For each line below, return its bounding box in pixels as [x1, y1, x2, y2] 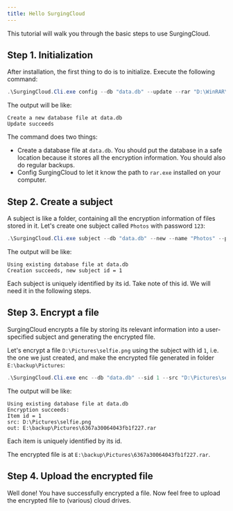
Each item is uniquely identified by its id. [7, 437, 123, 445]
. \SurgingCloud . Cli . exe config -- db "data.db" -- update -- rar [7, 88, 191, 96]
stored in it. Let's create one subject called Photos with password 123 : [7, 221, 206, 230]
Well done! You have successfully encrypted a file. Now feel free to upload [7, 489, 221, 497]
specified [7, 333, 34, 341]
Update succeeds [7, 121, 54, 128]
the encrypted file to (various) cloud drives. [7, 496, 132, 504]
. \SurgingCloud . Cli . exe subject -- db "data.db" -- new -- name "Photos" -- [7, 235, 225, 242]
